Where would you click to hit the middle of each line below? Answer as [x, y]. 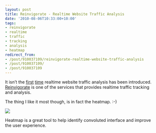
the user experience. [26, 125]
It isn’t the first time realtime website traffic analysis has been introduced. [78, 82]
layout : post [18, 9]
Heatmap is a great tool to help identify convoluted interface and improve [78, 120]
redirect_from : [20, 55]
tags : [10, 23]
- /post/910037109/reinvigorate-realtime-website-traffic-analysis [75, 59]
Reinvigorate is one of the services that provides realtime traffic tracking [77, 87]
